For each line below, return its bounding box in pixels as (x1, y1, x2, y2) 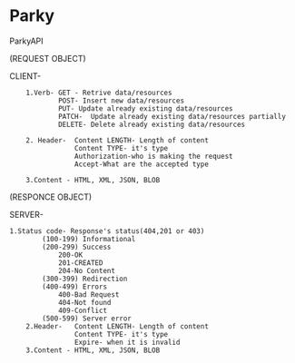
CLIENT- (9, 70, 42, 82)
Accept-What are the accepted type (74, 160, 209, 169)
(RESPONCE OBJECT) (9, 191, 93, 202)
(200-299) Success (42, 242, 112, 251)
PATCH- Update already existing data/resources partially (57, 112, 286, 121)
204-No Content (57, 266, 116, 275)
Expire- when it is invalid (74, 338, 181, 347)
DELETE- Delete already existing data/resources (57, 120, 246, 129)
